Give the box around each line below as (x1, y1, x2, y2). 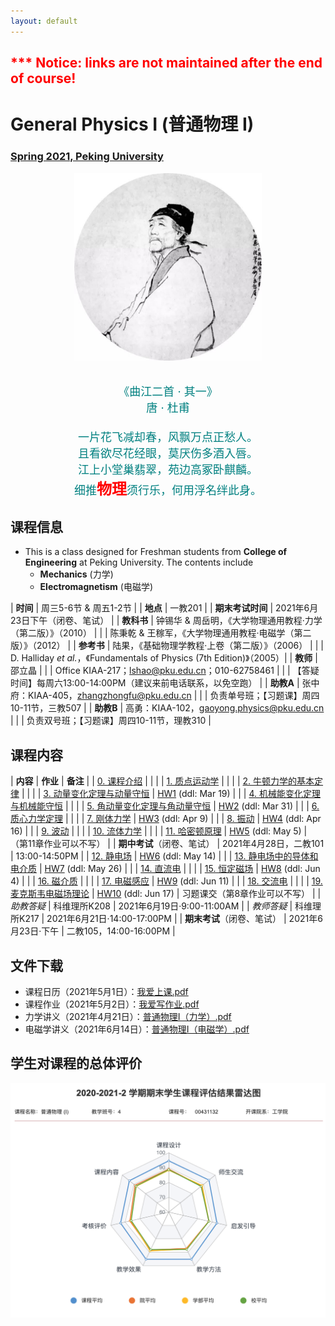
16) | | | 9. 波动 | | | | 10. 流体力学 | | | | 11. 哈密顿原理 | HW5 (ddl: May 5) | (10, 825, 308, 837)
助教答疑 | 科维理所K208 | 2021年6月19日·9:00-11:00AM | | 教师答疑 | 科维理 (10, 900, 322, 912)
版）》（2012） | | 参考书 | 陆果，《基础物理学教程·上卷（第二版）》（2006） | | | (10, 640, 324, 652)
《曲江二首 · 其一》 (118, 384, 218, 399)
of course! (10, 70, 77, 87)
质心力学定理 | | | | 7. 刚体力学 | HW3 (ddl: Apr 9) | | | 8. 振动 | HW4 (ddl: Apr (10, 813, 322, 825)
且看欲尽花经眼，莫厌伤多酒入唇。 (78, 446, 258, 460)
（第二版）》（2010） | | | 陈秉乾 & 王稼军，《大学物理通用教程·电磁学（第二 (10, 627, 312, 639)
